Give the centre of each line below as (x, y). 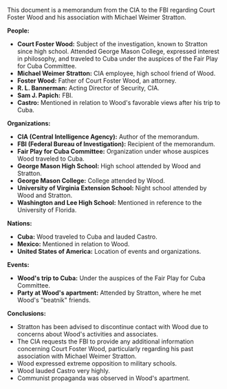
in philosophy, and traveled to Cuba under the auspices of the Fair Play (117, 59)
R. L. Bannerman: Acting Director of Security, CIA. (88, 88)
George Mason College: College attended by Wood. (91, 181)
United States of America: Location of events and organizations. (109, 251)
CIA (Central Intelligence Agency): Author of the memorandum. (108, 137)
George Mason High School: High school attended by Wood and (109, 166)
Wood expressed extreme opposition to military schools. (97, 363)
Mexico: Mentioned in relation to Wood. (73, 244)
